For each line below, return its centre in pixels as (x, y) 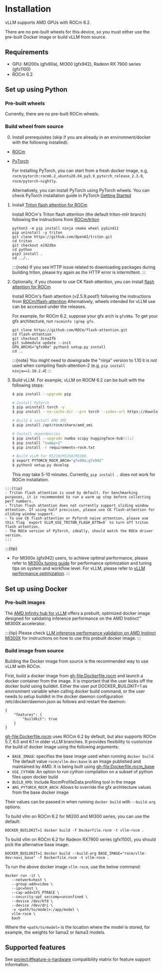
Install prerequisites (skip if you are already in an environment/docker (81, 137)
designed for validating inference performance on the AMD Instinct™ (73, 618)
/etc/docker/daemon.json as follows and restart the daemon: (65, 702)
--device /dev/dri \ (32, 905)
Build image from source (34, 650)
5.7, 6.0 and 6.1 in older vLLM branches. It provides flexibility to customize (79, 742)
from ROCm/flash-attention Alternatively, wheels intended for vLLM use (84, 301)
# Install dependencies (36, 434)
